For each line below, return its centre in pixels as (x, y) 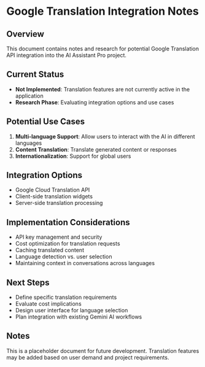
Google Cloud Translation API (52, 190)
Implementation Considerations (68, 222)
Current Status (35, 75)
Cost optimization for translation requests (68, 244)
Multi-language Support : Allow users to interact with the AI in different (105, 136)
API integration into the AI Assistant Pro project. (67, 55)
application (29, 96)
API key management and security (59, 237)
